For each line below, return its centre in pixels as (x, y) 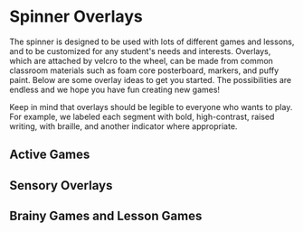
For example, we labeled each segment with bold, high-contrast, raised (142, 116)
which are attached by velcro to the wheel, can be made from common (142, 60)
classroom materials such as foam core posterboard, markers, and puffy (144, 70)
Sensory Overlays (61, 186)
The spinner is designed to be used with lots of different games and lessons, (152, 42)
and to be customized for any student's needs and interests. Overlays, (140, 51)
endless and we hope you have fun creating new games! (114, 89)
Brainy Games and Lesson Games (106, 216)
